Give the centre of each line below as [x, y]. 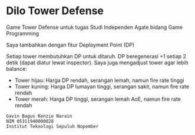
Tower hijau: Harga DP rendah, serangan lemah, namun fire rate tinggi [99, 80]
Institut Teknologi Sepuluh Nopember [52, 126]
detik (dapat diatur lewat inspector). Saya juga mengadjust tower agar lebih [97, 62]
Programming [23, 33]
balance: [17, 68]
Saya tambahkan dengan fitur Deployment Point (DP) [70, 45]
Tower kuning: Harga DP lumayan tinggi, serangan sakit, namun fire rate [102, 86]
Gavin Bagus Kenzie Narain [39, 116]
